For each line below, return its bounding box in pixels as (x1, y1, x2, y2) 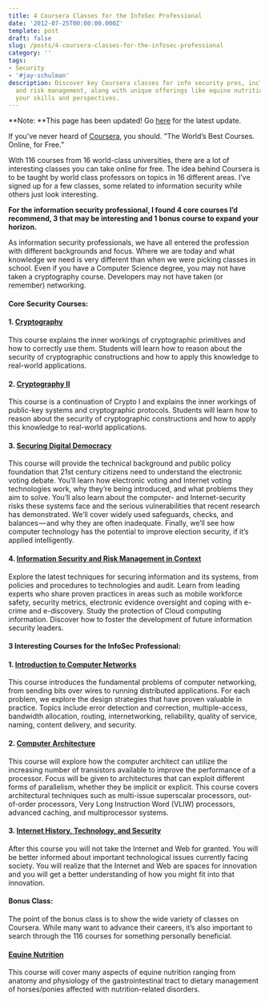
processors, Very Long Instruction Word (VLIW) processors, (37, 799, 235, 809)
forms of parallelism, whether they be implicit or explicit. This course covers (8, 782, 259, 792)
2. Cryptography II (8, 379, 70, 389)
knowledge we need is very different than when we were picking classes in (8, 255, 256, 265)
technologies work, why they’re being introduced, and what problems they (8, 484, 254, 494)
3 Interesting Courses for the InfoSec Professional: (8, 642, 182, 651)
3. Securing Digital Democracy (8, 441, 112, 450)
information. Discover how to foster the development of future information (8, 614, 252, 624)
